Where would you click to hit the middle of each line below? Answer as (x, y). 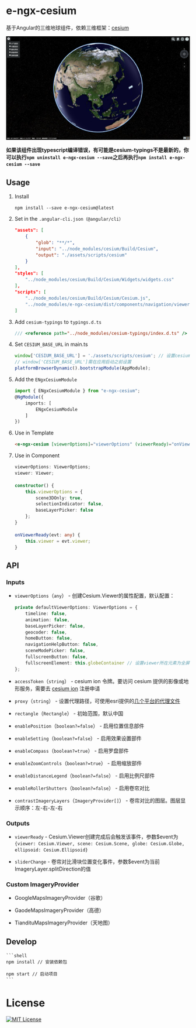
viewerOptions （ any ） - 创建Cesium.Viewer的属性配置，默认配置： (94, 596)
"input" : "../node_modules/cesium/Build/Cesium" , (97, 249)
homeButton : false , (49, 638)
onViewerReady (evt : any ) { (47, 535)
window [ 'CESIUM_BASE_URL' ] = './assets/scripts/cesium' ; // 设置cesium (102, 356)
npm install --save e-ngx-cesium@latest (64, 208)
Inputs (15, 582)
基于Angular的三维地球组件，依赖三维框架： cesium (68, 28)
